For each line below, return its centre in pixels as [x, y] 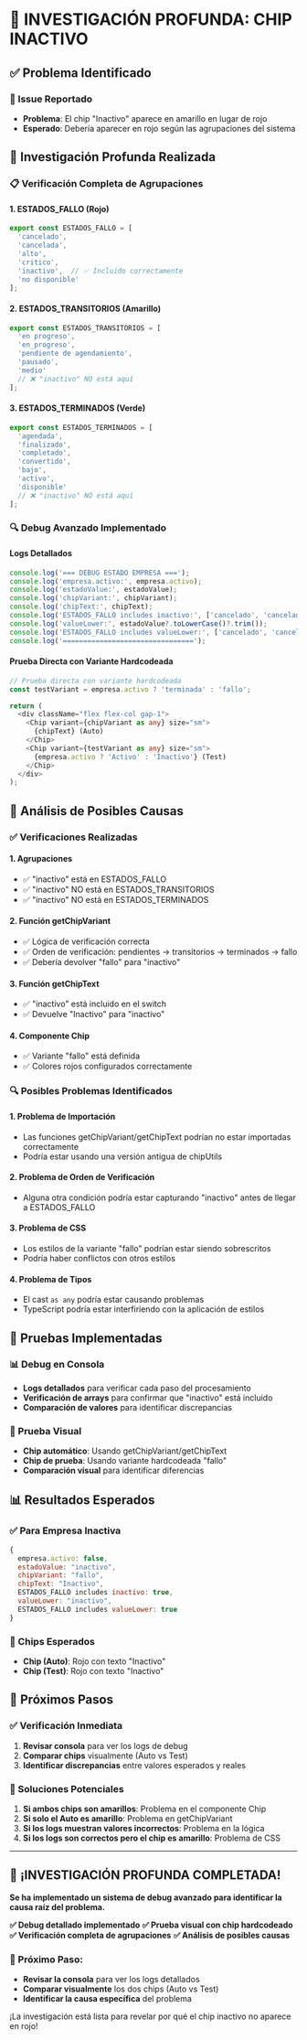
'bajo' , [32, 470]
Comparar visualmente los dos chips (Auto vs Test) [121, 1989]
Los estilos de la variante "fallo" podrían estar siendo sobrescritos [147, 1248]
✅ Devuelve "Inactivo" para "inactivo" [94, 1015]
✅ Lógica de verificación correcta [86, 941]
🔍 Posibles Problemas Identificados [91, 1091]
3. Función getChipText [54, 983]
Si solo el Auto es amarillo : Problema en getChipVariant [127, 1818]
